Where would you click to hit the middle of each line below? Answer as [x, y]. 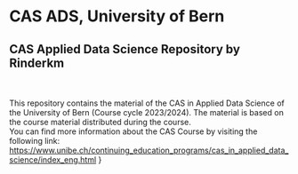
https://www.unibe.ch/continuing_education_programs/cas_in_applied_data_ [149, 150]
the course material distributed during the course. [100, 122]
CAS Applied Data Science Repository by [125, 49]
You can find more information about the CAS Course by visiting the [133, 131]
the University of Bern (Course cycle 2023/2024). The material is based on [147, 112]
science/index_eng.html [53, 160]
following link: [35, 141]
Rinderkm [37, 63]
